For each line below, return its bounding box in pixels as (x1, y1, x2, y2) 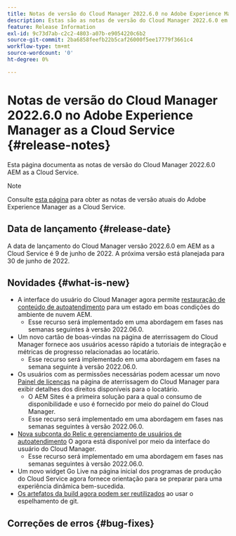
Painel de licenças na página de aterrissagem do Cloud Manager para (17, 377, 220, 386)
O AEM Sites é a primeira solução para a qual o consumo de (27, 393, 202, 401)
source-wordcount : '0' (7, 50, 74, 57)
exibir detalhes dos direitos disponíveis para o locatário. (17, 385, 180, 393)
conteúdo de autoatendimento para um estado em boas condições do (17, 303, 220, 311)
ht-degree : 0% (7, 56, 49, 63)
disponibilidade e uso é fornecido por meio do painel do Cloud (27, 400, 209, 408)
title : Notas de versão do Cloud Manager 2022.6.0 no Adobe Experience (7, 10, 221, 18)
